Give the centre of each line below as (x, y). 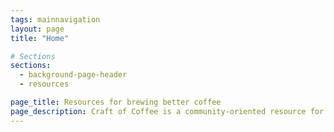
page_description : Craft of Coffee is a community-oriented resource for (167, 111)
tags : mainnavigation (55, 19)
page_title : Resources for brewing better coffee (116, 102)
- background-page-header (73, 75)
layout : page (37, 29)
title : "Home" (40, 38)
